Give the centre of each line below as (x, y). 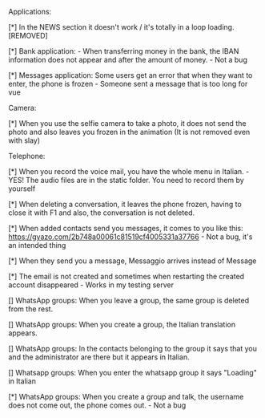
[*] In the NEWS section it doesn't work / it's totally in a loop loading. (121, 27)
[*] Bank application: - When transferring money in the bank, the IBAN (124, 51)
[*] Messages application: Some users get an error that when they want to (130, 75)
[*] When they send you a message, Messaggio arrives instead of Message (132, 261)
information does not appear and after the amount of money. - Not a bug (128, 60)
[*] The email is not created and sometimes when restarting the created (126, 276)
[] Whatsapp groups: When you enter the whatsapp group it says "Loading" (133, 373)
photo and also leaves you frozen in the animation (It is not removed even (129, 132)
